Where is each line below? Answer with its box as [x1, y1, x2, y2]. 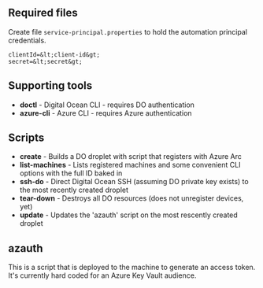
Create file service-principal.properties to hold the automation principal [8, 27, 248, 36]
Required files [8, 6, 78, 20]
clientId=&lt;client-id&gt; [8, 50, 101, 58]
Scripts [8, 131, 45, 145]
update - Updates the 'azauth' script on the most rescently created [19, 210, 238, 220]
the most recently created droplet [19, 185, 128, 195]
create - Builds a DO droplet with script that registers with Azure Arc [19, 152, 243, 161]
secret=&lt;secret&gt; [8, 57, 83, 65]
